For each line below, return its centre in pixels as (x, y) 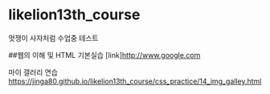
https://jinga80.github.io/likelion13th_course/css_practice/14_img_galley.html (135, 81)
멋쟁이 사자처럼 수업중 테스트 (53, 38)
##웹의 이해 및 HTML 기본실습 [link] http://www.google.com (104, 55)
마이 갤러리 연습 (33, 72)
